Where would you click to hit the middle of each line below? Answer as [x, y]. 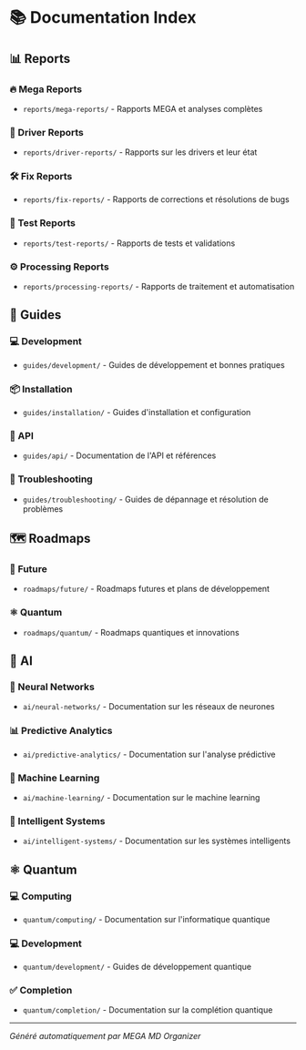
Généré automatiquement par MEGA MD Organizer [105, 1036]
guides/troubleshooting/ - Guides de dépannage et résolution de [145, 499]
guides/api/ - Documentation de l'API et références [119, 455]
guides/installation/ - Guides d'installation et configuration [137, 413]
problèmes [43, 509]
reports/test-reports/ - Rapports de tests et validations [129, 243]
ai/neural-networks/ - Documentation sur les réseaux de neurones [148, 707]
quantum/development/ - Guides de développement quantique [137, 967]
